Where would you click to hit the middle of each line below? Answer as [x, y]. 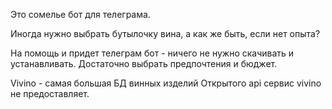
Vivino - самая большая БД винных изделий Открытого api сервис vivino [166, 83]
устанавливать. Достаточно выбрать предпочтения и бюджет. [144, 63]
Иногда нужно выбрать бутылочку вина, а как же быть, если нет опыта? [165, 33]
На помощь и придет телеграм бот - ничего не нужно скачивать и [152, 53]
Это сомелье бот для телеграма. [80, 14]
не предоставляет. [50, 93]
